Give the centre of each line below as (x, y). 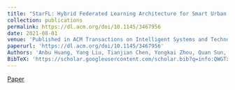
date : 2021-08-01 (33, 33)
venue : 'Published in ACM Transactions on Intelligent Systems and (108, 40)
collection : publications (45, 20)
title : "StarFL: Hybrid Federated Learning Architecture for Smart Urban (117, 14)
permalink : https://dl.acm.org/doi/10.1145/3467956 (84, 27)
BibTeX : (19, 59)
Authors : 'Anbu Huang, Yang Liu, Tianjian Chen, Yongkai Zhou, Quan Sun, (117, 53)
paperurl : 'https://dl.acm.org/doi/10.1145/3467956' (86, 46)
